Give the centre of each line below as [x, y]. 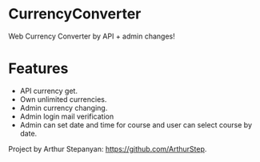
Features [38, 69]
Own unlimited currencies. [63, 99]
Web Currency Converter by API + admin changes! [92, 36]
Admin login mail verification [67, 116]
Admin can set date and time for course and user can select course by [136, 124]
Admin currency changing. [64, 107]
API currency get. [49, 91]
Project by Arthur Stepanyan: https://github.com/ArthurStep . [108, 148]
